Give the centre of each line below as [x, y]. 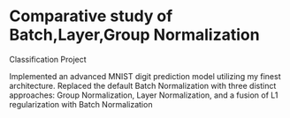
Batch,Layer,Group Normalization [134, 35]
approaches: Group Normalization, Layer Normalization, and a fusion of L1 [144, 95]
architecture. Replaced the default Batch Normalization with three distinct [143, 85]
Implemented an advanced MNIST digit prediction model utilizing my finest [145, 76]
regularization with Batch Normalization [81, 104]
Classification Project [48, 59]
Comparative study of [91, 16]
